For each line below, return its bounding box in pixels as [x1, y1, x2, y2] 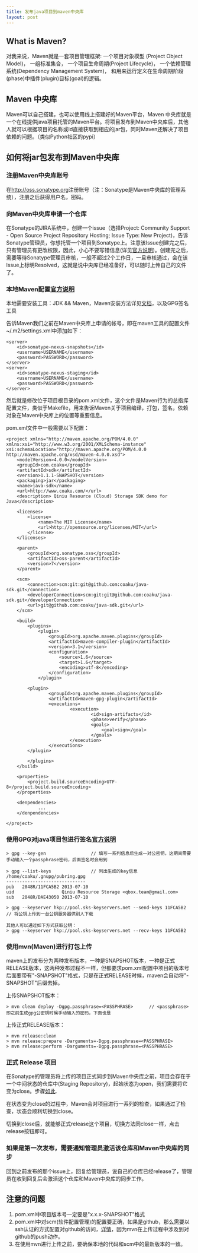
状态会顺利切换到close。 [16, 1108, 77, 1115]
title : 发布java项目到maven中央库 [6, 8, 84, 15]
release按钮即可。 [6, 1128, 50, 1135]
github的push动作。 [14, 1233, 64, 1241]
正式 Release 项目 [6, 1058, 57, 1066]
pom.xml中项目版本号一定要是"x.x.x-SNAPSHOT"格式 [14, 1211, 145, 1218]
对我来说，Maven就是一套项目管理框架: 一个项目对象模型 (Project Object [6, 53, 183, 60]
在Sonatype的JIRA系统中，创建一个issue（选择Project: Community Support [6, 224, 190, 231]
